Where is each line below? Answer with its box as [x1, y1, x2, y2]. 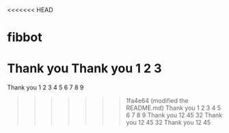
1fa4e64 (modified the [126, 97, 189, 105]
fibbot [7, 30, 42, 45]
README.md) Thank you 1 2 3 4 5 [126, 104, 221, 112]
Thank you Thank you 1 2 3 [7, 61, 162, 76]
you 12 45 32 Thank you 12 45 [126, 119, 211, 127]
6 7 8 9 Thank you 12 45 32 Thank [126, 111, 223, 119]
